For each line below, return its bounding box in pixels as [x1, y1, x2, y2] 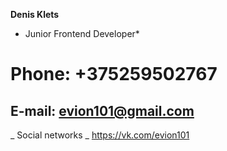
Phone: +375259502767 [10, 63, 218, 86]
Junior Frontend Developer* [24, 28, 140, 39]
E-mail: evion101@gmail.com [10, 102, 195, 119]
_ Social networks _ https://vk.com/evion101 [10, 129, 190, 141]
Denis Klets [10, 9, 60, 20]
